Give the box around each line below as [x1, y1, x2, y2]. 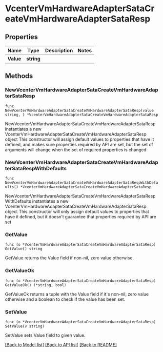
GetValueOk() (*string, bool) [5, 282, 67, 288]
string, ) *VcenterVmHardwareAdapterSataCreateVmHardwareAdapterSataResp [5, 112, 159, 117]
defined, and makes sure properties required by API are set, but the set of [5, 141, 154, 147]
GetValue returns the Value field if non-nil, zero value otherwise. [5, 255, 134, 261]
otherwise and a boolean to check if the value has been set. [5, 296, 125, 302]
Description [45, 47, 73, 54]
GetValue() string [5, 247, 42, 252]
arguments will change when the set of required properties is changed [5, 147, 146, 153]
